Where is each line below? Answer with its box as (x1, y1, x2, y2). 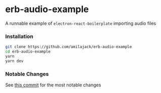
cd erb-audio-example (5, 49, 51, 54)
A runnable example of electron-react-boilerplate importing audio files (5, 20, 156, 26)
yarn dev (5, 58, 24, 64)
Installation (5, 33, 34, 40)
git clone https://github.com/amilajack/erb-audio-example (5, 44, 132, 50)
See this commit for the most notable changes (5, 82, 101, 88)
